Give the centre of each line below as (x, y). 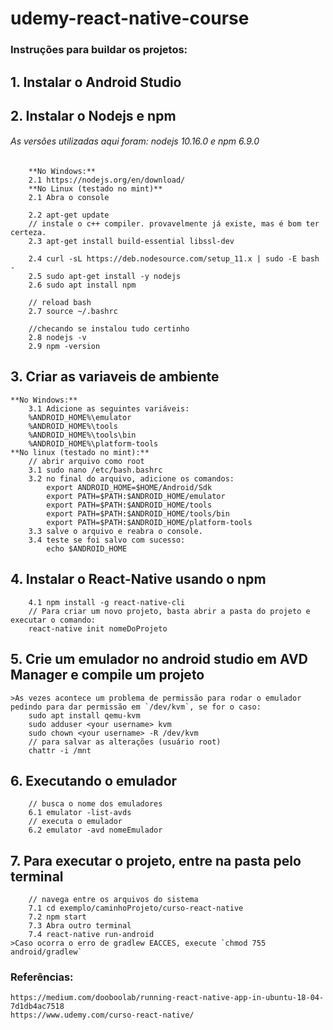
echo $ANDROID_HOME (87, 548)
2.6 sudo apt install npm (82, 285)
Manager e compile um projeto (107, 675)
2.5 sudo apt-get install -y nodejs (105, 277)
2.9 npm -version (64, 347)
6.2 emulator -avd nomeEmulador (95, 830)
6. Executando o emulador (94, 780)
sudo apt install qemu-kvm (84, 715)
